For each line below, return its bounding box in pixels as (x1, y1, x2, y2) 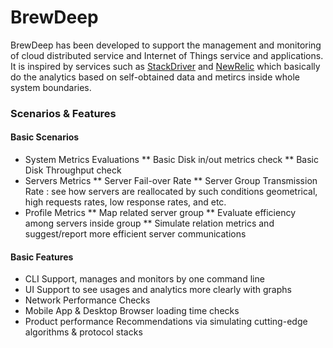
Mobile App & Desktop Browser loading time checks (24, 305, 240, 317)
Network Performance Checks (24, 294, 151, 306)
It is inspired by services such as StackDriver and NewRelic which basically (10, 60, 321, 72)
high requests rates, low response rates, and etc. (24, 196, 227, 208)
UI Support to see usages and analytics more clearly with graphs (24, 284, 292, 296)
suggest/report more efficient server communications (24, 228, 247, 240)
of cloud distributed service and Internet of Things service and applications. (10, 49, 324, 61)
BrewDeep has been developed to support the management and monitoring (10, 39, 322, 51)
